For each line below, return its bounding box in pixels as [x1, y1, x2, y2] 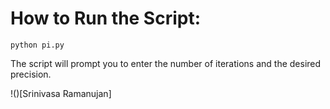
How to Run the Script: [10, 7, 202, 30]
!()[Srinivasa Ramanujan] [10, 87, 112, 99]
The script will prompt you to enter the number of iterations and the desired [10, 57, 322, 69]
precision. [10, 68, 52, 80]
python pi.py [10, 40, 65, 50]
